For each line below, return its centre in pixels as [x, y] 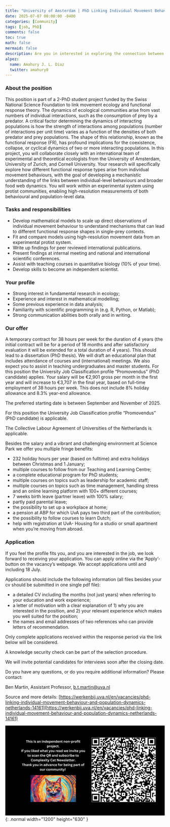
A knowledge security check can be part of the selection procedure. [76, 652]
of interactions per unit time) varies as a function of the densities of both [81, 132]
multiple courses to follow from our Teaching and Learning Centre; [82, 470]
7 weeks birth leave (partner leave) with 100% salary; [68, 497]
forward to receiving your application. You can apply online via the [74, 559]
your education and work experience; [52, 600]
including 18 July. [23, 569]
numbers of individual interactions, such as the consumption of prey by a [81, 115]
